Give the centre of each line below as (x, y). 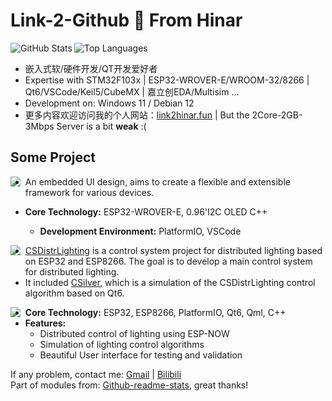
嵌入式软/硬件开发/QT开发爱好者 (91, 68)
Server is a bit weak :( (101, 126)
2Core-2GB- (277, 115)
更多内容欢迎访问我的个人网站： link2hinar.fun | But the (137, 115)
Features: (45, 323)
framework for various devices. (89, 192)
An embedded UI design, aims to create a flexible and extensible (157, 181)
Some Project (53, 157)
